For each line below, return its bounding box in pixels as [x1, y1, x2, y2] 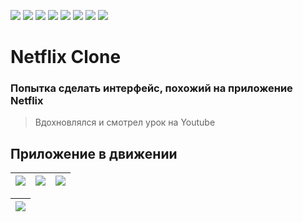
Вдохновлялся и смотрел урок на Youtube [34, 116, 216, 129]
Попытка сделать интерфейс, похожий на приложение [10, 81, 293, 95]
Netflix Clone [10, 46, 122, 69]
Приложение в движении [10, 145, 178, 162]
